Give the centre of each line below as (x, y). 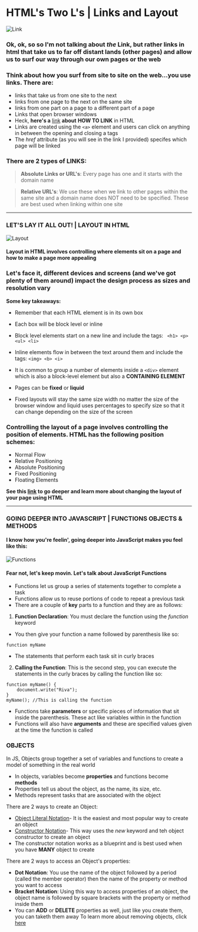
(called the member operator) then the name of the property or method (101, 879)
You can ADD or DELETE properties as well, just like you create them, (99, 910)
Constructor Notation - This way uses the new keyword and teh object (99, 830)
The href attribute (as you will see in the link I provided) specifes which (101, 140)
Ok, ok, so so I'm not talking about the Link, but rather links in (95, 44)
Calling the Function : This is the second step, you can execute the (95, 668)
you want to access (38, 885)
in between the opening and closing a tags (66, 133)
